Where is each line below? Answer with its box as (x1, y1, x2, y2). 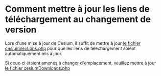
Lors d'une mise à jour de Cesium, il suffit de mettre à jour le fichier (5, 40, 141, 46)
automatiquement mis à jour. (5, 50, 63, 57)
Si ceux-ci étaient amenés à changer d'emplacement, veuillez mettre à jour (5, 60, 156, 66)
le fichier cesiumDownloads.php (5, 65, 70, 71)
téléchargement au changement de (5, 14, 151, 25)
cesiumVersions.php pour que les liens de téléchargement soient (5, 45, 136, 51)
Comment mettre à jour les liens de (5, 3, 150, 15)
